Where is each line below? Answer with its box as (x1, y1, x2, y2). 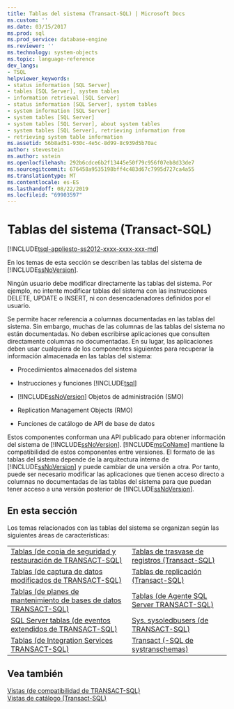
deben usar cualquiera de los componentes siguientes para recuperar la (7, 344, 214, 353)
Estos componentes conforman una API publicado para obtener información (7, 433, 226, 441)
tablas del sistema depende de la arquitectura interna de (7, 455, 169, 464)
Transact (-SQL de (132, 635, 194, 645)
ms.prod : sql (7, 29, 45, 37)
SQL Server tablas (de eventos (10, 615, 111, 625)
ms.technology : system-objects (7, 49, 98, 56)
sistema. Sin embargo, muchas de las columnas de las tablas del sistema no (7, 322, 225, 331)
